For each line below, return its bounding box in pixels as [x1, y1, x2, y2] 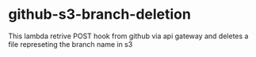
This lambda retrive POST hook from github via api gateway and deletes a [8, 31, 249, 41]
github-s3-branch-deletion [8, 5, 192, 23]
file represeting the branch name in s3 [8, 39, 133, 48]
